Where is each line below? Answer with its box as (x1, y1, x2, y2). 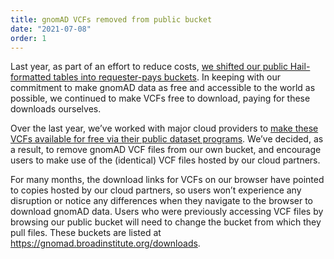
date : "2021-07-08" (10, 24, 92, 34)
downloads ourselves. (10, 103, 102, 115)
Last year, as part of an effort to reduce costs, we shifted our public (10, 61, 288, 73)
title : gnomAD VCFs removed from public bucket (10, 14, 213, 25)
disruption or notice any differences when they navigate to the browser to (10, 195, 313, 207)
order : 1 (10, 33, 47, 43)
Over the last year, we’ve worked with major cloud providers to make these (10, 122, 319, 135)
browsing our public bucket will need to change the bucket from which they (10, 216, 322, 228)
